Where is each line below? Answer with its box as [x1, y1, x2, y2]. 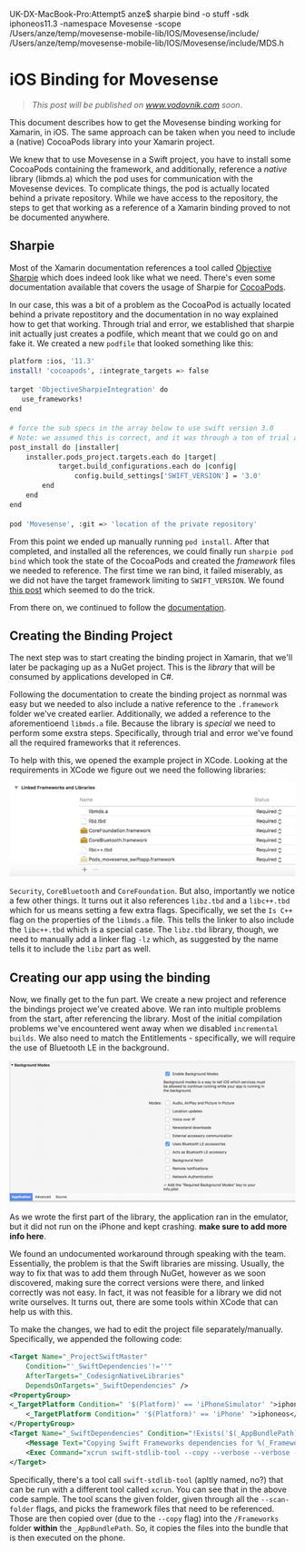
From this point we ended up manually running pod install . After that [9, 536, 270, 547]
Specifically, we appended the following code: [9, 1334, 182, 1345]
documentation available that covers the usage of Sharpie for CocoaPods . [9, 282, 286, 293]
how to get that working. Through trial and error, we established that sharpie [9, 318, 295, 329]
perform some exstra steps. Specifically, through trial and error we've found [9, 728, 293, 739]
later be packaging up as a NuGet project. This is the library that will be [9, 662, 276, 672]
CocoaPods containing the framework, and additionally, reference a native [9, 164, 288, 174]
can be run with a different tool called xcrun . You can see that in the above [9, 1484, 288, 1495]
